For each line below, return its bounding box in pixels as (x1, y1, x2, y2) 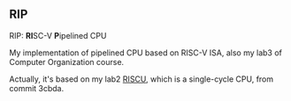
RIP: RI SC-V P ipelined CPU (9, 30, 107, 40)
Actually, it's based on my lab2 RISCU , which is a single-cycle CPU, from (9, 74, 274, 84)
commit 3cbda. (9, 83, 65, 93)
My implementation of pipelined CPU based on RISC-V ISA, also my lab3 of (9, 47, 283, 58)
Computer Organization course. (9, 56, 125, 67)
